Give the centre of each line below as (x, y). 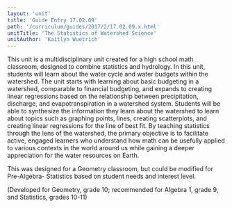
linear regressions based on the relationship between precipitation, (103, 96)
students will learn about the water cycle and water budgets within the (108, 74)
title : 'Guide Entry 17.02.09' (52, 20)
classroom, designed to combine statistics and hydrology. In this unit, (106, 67)
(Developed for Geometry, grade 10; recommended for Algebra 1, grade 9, (113, 190)
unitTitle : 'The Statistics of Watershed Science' (82, 33)
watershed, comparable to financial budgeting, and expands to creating (109, 89)
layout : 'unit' (29, 14)
